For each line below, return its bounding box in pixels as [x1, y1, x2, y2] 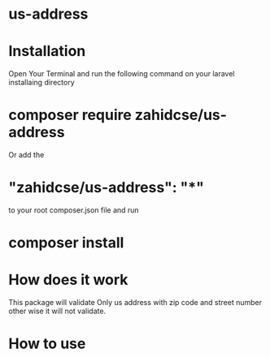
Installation [8, 42, 86, 61]
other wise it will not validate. [8, 306, 107, 316]
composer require [8, 106, 132, 124]
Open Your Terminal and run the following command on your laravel [8, 69, 235, 79]
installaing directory [8, 78, 75, 88]
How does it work [8, 271, 128, 289]
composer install [8, 234, 124, 252]
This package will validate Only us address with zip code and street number [8, 298, 263, 308]
